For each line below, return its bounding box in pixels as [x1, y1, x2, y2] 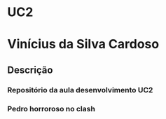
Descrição [7, 64, 53, 76]
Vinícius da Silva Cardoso [7, 36, 160, 52]
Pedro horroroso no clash [7, 104, 96, 113]
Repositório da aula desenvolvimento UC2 [7, 85, 153, 94]
